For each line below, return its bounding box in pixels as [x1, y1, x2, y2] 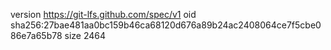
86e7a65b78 [10, 30, 63, 41]
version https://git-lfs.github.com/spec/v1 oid [10, 9, 197, 20]
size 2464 [64, 30, 107, 41]
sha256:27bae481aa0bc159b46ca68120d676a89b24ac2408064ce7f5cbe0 [10, 19, 322, 31]
